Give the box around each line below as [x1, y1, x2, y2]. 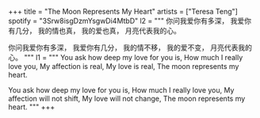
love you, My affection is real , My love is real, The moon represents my [8, 62, 239, 70]
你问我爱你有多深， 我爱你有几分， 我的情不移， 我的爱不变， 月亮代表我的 [8, 43, 252, 52]
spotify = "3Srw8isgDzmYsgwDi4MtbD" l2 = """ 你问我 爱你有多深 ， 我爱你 [8, 16, 252, 25]
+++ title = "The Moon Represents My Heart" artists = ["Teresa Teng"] [8, 7, 238, 16]
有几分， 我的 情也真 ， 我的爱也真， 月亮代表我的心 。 [8, 26, 181, 35]
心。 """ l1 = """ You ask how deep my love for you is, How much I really [8, 53, 243, 62]
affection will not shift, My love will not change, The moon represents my [8, 94, 246, 103]
